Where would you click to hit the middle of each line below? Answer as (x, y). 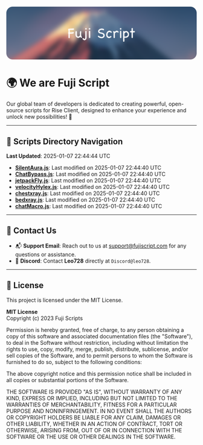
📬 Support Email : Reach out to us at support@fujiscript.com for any (101, 246)
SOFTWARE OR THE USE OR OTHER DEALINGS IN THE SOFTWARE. (91, 437)
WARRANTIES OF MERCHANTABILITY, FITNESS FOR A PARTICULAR (92, 405)
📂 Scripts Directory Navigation (65, 142)
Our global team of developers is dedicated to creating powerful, (87, 104)
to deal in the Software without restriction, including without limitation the (97, 342)
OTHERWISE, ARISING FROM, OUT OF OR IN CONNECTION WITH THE (94, 430)
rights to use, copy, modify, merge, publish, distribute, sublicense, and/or (97, 349)
